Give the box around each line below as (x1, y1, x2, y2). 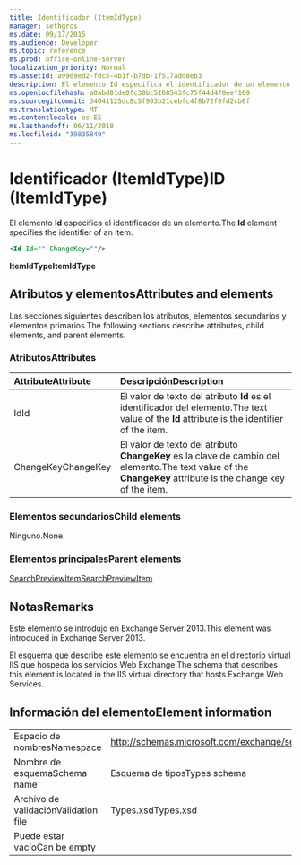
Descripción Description (119, 374, 224, 387)
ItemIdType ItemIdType (9, 260, 97, 271)
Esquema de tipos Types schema (110, 767, 247, 780)
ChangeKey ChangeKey (13, 460, 112, 473)
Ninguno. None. (9, 530, 65, 541)
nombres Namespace (13, 741, 102, 754)
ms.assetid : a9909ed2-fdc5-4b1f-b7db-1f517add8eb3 (9, 72, 202, 81)
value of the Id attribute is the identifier (119, 412, 284, 424)
